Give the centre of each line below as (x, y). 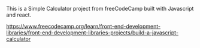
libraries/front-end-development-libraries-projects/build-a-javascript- (92, 33)
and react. (19, 15)
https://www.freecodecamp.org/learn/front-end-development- (83, 26)
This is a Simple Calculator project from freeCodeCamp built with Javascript (100, 9)
